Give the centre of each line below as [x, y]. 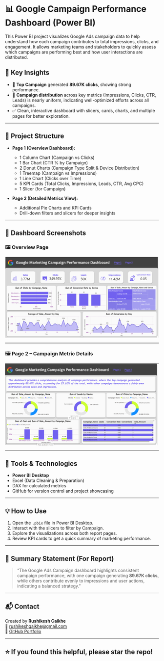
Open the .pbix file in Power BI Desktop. [53, 523]
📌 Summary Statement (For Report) [60, 559]
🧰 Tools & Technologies [41, 464]
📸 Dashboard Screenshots [46, 233]
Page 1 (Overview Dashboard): [44, 148]
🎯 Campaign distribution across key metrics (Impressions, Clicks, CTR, [84, 95]
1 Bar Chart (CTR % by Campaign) [54, 162]
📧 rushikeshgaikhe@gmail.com [36, 626]
